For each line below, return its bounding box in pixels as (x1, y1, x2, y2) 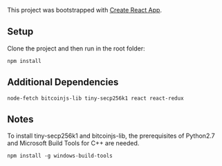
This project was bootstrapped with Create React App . (7, 6, 163, 14)
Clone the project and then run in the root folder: (7, 44, 145, 53)
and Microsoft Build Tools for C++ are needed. (7, 139, 140, 147)
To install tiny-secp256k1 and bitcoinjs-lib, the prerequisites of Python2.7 (7, 131, 216, 140)
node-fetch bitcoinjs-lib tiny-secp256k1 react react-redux (7, 95, 185, 102)
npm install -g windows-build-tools (7, 152, 113, 160)
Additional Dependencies (7, 76, 119, 89)
